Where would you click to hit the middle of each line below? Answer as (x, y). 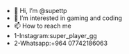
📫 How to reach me (42, 26)
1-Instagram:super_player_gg (55, 36)
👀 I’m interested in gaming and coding (68, 18)
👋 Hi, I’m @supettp (40, 11)
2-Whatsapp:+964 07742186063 (61, 43)
